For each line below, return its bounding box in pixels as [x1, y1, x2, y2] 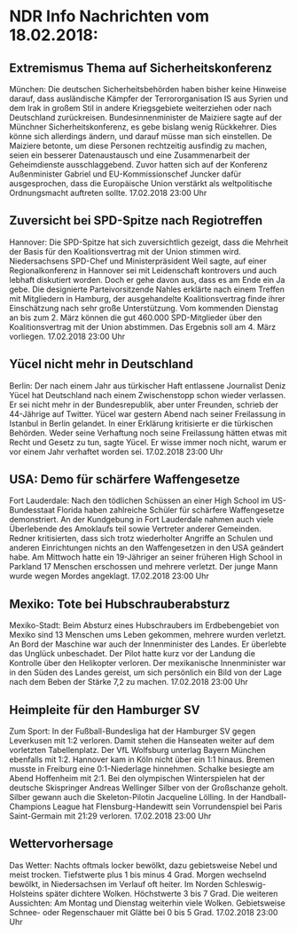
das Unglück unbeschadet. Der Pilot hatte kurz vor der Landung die [9, 648, 255, 659]
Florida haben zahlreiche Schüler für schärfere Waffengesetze [57, 505, 285, 515]
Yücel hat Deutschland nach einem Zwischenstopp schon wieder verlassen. [9, 389, 286, 400]
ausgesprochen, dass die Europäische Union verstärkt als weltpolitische [9, 178, 273, 188]
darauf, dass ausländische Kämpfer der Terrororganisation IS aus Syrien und [9, 93, 289, 104]
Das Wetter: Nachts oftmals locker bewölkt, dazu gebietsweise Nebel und [9, 859, 277, 870]
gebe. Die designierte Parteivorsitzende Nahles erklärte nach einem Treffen [9, 284, 285, 294]
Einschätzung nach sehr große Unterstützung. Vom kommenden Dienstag [9, 302, 278, 313]
